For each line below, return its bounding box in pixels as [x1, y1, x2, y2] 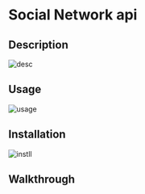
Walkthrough [8, 172, 75, 187]
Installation [8, 128, 66, 141]
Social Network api [8, 6, 138, 24]
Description [8, 38, 68, 52]
